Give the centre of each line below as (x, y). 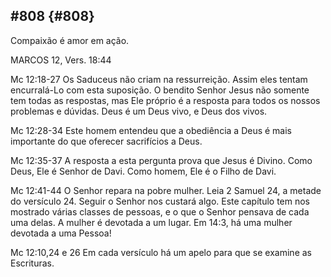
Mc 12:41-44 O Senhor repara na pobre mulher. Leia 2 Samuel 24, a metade (166, 190)
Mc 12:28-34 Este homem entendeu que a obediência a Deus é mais (151, 130)
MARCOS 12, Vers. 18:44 (61, 60)
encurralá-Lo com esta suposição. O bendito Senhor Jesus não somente (160, 90)
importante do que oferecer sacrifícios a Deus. (106, 141)
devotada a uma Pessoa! (61, 233)
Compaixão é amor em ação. (70, 40)
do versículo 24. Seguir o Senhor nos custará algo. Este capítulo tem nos (160, 201)
